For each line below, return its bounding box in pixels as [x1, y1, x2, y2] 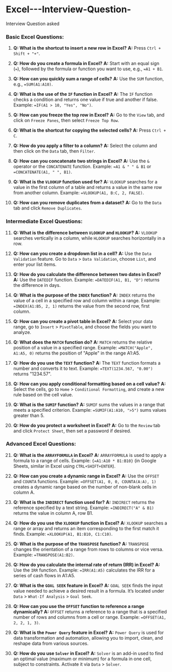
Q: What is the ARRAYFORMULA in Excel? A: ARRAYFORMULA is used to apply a [13, 452, 167, 458]
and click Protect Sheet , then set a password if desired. [13, 428, 132, 434]
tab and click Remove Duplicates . [13, 205, 82, 211]
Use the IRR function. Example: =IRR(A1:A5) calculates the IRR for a [13, 567, 155, 573]
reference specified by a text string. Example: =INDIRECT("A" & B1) [13, 505, 154, 511]
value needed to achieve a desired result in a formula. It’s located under [13, 587, 164, 594]
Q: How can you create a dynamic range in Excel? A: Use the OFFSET [13, 473, 159, 479]
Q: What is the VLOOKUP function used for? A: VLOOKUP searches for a [13, 179, 158, 185]
